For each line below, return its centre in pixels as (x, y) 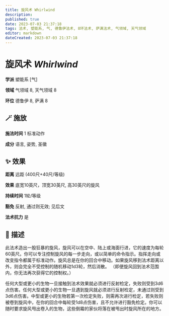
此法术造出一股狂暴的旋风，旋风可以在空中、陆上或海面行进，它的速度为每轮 (84, 248)
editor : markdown (23, 33)
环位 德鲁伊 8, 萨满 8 (26, 101)
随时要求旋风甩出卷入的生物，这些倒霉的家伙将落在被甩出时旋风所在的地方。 (84, 309)
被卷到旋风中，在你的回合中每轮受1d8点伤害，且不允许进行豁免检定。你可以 (84, 302)
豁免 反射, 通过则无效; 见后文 (35, 206)
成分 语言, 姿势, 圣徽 (26, 144)
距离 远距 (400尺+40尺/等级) (35, 175)
